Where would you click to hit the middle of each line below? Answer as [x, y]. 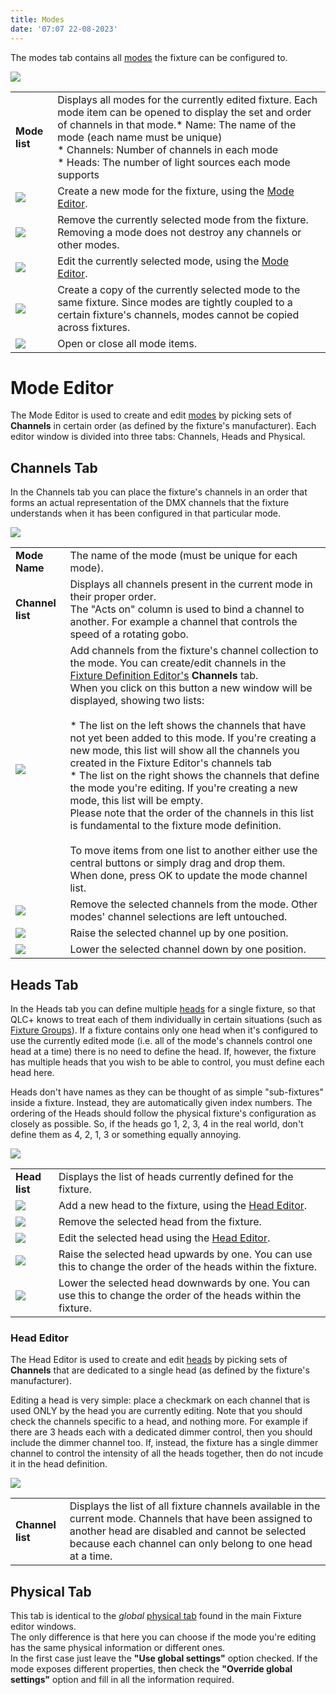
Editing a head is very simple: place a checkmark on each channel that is [160, 1400]
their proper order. [113, 597]
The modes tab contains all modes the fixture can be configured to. [149, 57]
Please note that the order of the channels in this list [192, 813]
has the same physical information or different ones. [118, 1648]
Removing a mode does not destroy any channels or [179, 232]
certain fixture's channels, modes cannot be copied [178, 314]
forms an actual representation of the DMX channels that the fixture [150, 503]
